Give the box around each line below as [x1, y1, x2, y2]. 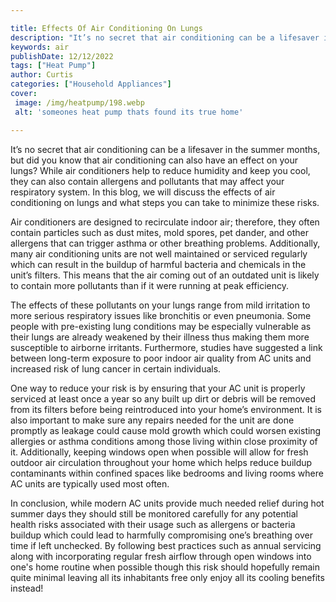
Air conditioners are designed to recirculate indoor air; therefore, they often [10, 216, 320, 228]
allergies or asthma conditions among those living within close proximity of [10, 435, 318, 447]
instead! [10, 582, 44, 594]
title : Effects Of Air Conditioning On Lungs [10, 23, 203, 33]
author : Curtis [10, 70, 74, 80]
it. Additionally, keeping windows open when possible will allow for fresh [10, 446, 309, 458]
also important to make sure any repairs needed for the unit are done [10, 414, 295, 426]
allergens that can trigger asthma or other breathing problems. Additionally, [10, 237, 321, 249]
